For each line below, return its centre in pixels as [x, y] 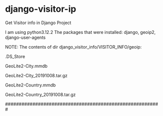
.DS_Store [15, 56]
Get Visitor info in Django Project [38, 23]
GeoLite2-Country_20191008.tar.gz [41, 94]
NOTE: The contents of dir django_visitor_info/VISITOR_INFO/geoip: [73, 47]
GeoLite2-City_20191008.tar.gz [36, 75]
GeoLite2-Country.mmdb [31, 85]
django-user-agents [25, 37]
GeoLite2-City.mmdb [26, 66]
